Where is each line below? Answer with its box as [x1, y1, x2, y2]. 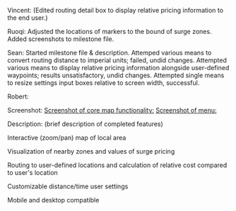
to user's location [7, 169, 58, 176]
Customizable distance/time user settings [7, 182, 129, 190]
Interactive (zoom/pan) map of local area [7, 134, 126, 142]
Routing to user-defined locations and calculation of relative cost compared [7, 161, 228, 169]
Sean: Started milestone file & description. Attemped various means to [7, 49, 212, 57]
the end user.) [7, 13, 48, 22]
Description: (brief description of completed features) [7, 120, 164, 128]
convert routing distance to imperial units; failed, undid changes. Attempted [7, 56, 228, 64]
